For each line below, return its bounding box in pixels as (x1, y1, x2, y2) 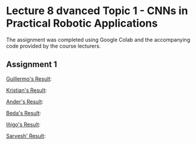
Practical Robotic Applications (6, 17, 158, 30)
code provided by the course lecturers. (6, 42, 102, 50)
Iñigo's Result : (6, 121, 41, 128)
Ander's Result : (6, 98, 44, 105)
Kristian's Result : (6, 87, 47, 94)
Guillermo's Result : (6, 75, 52, 82)
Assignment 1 (6, 60, 57, 70)
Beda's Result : (6, 109, 41, 116)
